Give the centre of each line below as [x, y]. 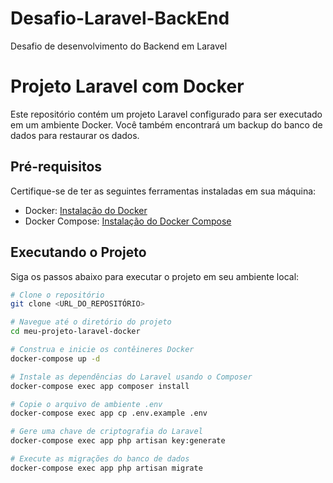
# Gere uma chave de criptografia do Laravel [106, 432]
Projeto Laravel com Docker [127, 86]
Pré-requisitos [56, 167]
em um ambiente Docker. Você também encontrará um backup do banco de [166, 124]
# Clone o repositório [57, 295]
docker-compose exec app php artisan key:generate [118, 441]
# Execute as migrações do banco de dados [100, 459]
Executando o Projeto [78, 252]
